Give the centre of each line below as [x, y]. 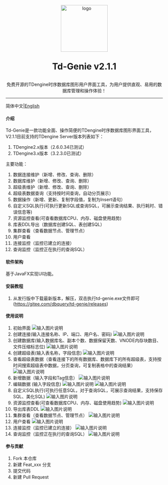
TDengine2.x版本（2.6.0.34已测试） [50, 147]
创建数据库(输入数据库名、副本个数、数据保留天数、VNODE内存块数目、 [87, 340]
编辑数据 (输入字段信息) [37, 384]
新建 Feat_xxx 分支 [32, 465]
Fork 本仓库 [25, 459]
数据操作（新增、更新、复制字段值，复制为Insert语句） [69, 200]
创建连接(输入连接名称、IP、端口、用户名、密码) [62, 334]
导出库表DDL [26, 409]
